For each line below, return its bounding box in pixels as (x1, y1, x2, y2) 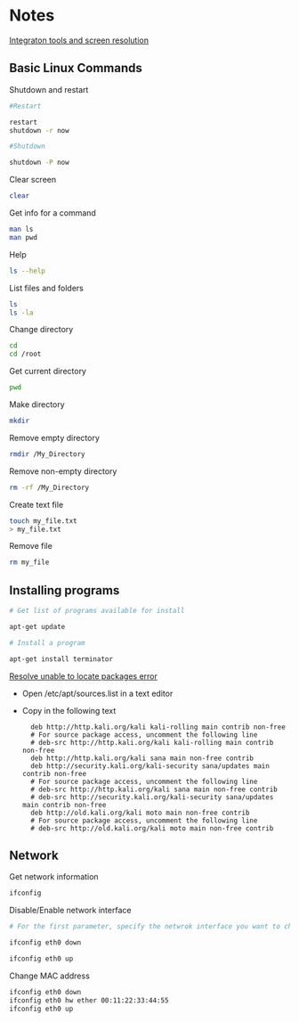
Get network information (9, 871, 100, 882)
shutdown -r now (9, 126, 69, 135)
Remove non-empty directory (9, 465, 117, 477)
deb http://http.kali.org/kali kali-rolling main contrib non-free (30, 723, 287, 732)
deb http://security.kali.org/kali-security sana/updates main (30, 761, 270, 771)
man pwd (9, 233, 38, 241)
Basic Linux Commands (9, 61, 142, 76)
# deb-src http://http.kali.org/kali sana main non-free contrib (30, 785, 278, 794)
